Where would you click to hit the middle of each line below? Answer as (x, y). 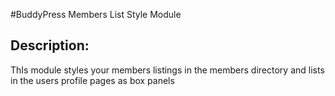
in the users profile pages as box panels (92, 80)
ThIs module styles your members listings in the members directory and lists (167, 70)
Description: (50, 45)
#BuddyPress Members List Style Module (96, 14)
